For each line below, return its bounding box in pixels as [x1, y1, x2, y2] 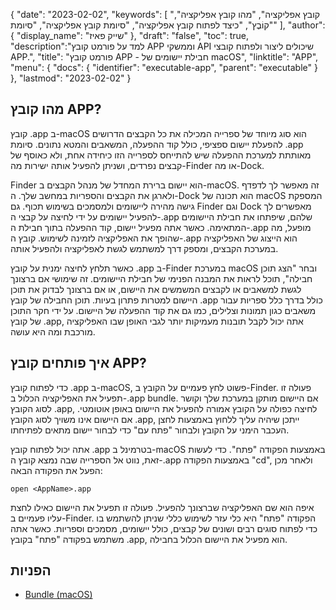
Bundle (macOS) [24, 589, 93, 601]
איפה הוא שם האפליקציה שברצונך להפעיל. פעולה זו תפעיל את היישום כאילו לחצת [10, 501, 315, 513]
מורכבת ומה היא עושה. [10, 325, 96, 338]
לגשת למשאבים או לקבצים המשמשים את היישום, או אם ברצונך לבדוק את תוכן [10, 283, 302, 295]
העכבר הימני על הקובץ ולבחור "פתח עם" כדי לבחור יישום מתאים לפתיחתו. [10, 424, 290, 436]
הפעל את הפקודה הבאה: [10, 464, 103, 476]
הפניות [10, 562, 52, 579]
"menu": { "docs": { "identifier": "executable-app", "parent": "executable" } [10, 62, 318, 73]
